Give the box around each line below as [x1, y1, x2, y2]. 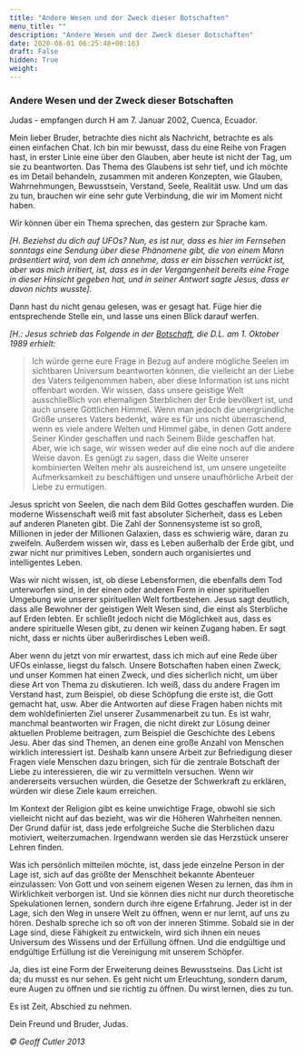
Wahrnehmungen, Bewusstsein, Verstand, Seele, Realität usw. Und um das [9, 181, 289, 192]
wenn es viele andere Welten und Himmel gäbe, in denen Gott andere [31, 424, 292, 435]
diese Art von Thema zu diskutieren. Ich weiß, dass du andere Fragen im [9, 679, 280, 690]
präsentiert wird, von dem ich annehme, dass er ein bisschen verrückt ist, [9, 255, 286, 266]
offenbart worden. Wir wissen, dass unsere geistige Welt [31, 385, 244, 396]
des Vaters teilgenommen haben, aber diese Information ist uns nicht [31, 375, 290, 387]
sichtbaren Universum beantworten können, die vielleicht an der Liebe [31, 366, 295, 377]
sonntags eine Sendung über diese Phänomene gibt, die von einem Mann [9, 245, 284, 256]
